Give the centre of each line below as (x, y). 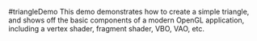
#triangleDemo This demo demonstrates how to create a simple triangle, (129, 12)
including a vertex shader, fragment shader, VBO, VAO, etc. (106, 29)
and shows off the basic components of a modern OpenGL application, (126, 20)
